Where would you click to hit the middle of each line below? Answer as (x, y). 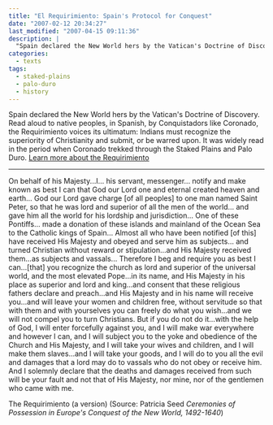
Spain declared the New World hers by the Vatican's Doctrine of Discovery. (134, 115)
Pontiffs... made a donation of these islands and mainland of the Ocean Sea (135, 224)
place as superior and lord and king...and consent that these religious (124, 284)
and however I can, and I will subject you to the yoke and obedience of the (133, 336)
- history (32, 91)
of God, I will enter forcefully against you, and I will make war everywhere (131, 328)
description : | (34, 39)
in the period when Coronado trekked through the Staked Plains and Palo (130, 149)
